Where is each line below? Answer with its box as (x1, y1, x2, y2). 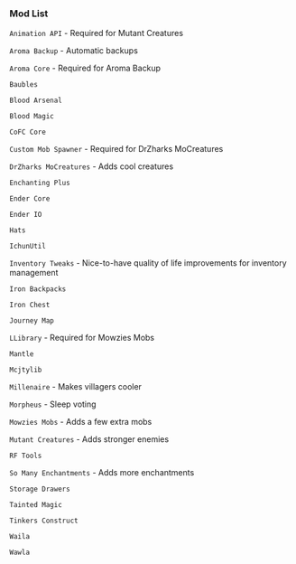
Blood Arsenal (9, 96, 63, 106)
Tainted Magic (9, 501, 63, 510)
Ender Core (9, 194, 51, 203)
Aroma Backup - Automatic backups (9, 45, 138, 56)
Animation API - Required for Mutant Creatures (9, 28, 183, 39)
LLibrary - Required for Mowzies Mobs (9, 333, 155, 343)
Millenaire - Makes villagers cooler (9, 381, 143, 392)
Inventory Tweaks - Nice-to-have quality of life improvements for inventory (9, 258, 287, 268)
